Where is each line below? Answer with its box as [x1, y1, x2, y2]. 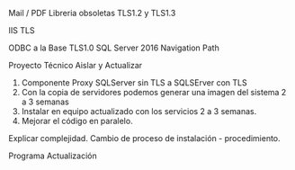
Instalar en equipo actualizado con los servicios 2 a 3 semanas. [21, 106, 257, 116]
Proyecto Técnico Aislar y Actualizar [8, 60, 143, 70]
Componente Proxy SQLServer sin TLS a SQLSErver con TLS [21, 77, 248, 88]
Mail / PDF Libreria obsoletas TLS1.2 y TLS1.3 [8, 8, 176, 18]
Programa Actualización [8, 150, 97, 161]
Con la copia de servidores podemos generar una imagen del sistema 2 [21, 87, 287, 97]
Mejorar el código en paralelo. [21, 116, 133, 126]
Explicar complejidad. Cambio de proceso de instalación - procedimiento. [8, 133, 281, 143]
